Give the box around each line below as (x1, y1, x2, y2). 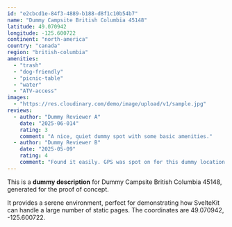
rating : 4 (19, 152, 49, 160)
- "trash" (13, 62, 42, 69)
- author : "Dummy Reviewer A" (13, 113, 101, 120)
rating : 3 (19, 126, 49, 133)
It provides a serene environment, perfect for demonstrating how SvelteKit (7, 199, 220, 207)
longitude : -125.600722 (7, 29, 76, 37)
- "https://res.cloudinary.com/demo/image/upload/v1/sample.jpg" (13, 101, 207, 108)
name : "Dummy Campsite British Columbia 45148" (7, 17, 148, 24)
